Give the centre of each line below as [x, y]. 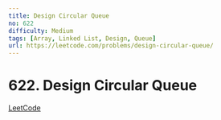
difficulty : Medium [41, 31]
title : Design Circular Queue [59, 16]
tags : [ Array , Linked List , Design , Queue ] [82, 38]
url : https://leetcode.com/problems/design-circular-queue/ [111, 46]
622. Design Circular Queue [103, 86]
